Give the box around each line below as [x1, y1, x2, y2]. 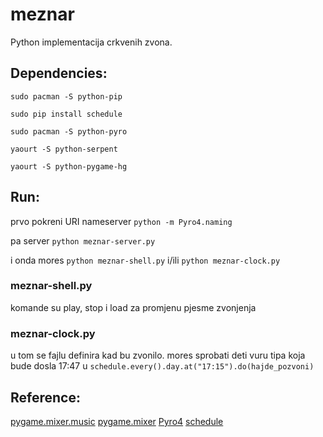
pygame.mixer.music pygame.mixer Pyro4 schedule [10, 415, 224, 427]
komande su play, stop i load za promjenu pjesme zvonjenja [10, 301, 257, 313]
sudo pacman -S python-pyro [10, 126, 128, 137]
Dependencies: [10, 65, 108, 82]
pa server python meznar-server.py [10, 234, 156, 247]
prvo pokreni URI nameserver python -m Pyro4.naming [10, 215, 233, 227]
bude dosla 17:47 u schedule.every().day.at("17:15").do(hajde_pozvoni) [10, 360, 315, 372]
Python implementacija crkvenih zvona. [10, 36, 173, 48]
